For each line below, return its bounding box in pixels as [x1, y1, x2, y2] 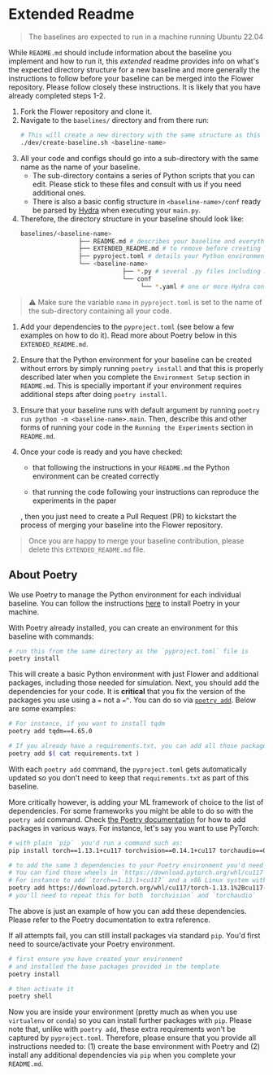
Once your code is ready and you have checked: [19, 447, 183, 457]
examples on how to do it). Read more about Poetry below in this [19, 330, 237, 340]
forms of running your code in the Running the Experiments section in [19, 422, 253, 432]
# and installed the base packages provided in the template [8, 962, 220, 971]
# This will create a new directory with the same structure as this [19, 131, 262, 139]
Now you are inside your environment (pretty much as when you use [8, 1007, 238, 1017]
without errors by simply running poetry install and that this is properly [19, 363, 264, 373]
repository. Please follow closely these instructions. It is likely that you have [8, 82, 262, 92]
